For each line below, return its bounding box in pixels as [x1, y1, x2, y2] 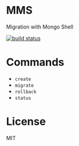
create [14, 76, 31, 82]
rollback [14, 88, 37, 95]
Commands [6, 56, 65, 69]
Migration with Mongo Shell [6, 23, 74, 30]
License [6, 115, 46, 128]
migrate [14, 82, 34, 88]
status [14, 95, 31, 101]
